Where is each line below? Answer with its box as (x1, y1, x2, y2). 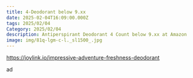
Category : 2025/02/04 (6, 26, 62, 32)
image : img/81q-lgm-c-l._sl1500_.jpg (6, 37, 103, 43)
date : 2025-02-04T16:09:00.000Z (6, 15, 89, 21)
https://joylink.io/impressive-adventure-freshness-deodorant (6, 54, 160, 61)
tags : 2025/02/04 (6, 20, 51, 26)
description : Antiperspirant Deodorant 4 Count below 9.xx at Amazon (6, 32, 188, 38)
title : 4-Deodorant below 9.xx (6, 9, 86, 15)
